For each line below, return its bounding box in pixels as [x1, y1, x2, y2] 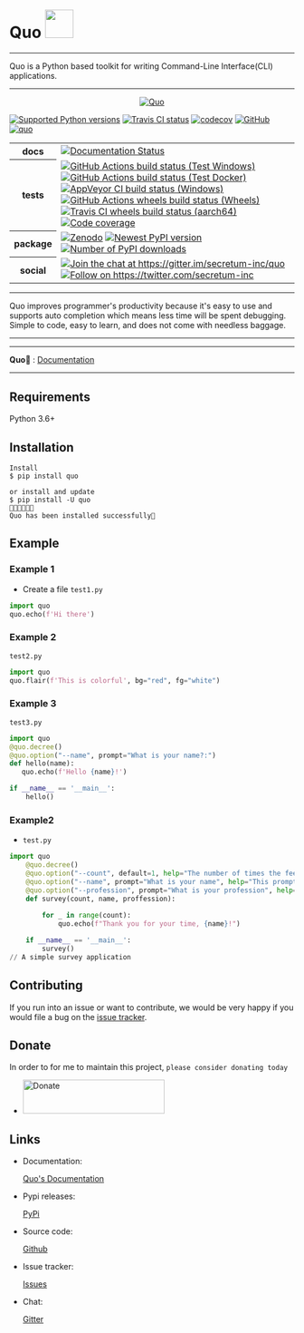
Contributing [9, 978, 83, 993]
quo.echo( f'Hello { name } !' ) [21, 767, 128, 777]
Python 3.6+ [9, 414, 56, 424]
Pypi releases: [22, 1191, 76, 1202]
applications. [9, 70, 57, 81]
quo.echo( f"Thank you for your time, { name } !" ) [57, 919, 242, 929]
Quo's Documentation [22, 1173, 105, 1184]
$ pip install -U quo [9, 495, 91, 505]
